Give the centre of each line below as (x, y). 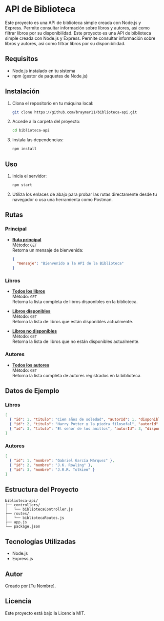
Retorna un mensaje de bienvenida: (48, 250)
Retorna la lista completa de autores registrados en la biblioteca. (77, 375)
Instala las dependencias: (38, 140)
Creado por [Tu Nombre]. (31, 586)
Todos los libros (29, 291)
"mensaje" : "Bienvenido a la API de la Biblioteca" (70, 263)
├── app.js (16, 522)
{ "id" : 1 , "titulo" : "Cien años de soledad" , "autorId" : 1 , (73, 420)
